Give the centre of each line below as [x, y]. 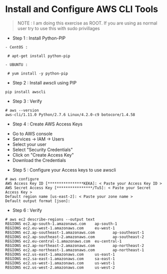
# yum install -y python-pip [38, 73]
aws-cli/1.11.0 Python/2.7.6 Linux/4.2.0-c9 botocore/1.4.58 [70, 114]
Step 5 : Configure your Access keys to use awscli [64, 170]
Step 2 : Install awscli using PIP [44, 82]
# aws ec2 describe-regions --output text [50, 219]
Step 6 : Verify [27, 210]
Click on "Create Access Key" [43, 155]
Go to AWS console [32, 133]
